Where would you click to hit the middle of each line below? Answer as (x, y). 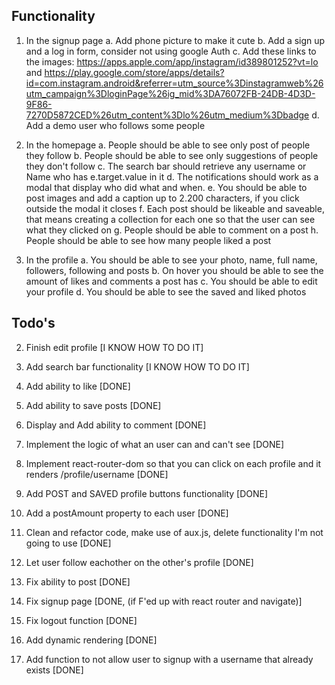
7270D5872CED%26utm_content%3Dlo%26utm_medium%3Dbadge (167, 115)
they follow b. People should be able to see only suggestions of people (172, 155)
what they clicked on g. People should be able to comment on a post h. (172, 230)
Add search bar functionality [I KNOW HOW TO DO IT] (137, 366)
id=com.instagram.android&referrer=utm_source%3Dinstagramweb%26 (174, 83)
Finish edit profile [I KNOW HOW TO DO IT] (114, 347)
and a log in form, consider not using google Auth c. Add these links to (171, 51)
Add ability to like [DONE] (78, 386)
